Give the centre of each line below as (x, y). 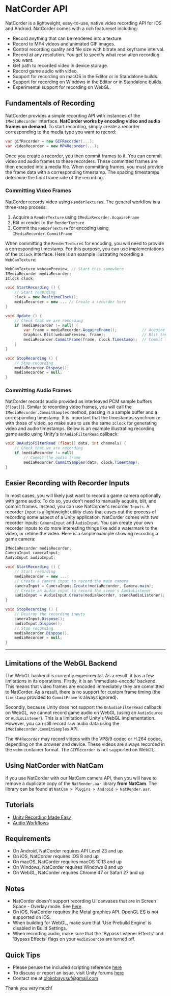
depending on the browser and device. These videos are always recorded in (85, 744)
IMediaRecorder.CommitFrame (42, 234)
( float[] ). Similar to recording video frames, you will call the (68, 407)
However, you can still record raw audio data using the (62, 723)
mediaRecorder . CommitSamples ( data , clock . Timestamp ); (82, 462)
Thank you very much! (29, 988)
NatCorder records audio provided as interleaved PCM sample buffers (79, 401)
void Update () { (24, 316)
